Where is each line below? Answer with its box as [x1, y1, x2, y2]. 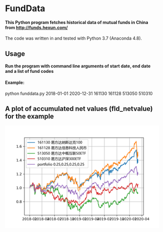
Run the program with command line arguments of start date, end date [5, 63, 151, 69]
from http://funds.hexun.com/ [5, 24, 68, 30]
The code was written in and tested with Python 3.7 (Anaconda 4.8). [5, 35, 143, 42]
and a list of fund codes [5, 68, 54, 74]
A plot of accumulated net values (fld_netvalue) [5, 105, 153, 113]
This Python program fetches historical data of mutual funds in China [5, 19, 148, 25]
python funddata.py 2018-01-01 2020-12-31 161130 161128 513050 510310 [5, 90, 153, 96]
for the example [5, 112, 54, 120]
